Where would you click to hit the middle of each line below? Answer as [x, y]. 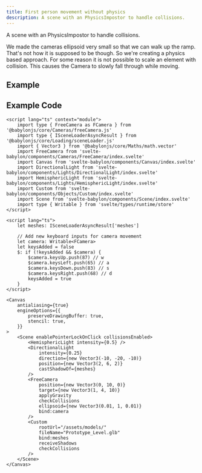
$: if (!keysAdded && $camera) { [59, 252]
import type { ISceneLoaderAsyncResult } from [77, 135]
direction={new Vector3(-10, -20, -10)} [90, 358]
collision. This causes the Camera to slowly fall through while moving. [93, 66]
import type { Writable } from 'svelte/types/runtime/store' [96, 204]
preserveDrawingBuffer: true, [66, 316]
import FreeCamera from [47, 151]
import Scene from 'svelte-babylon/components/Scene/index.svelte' [104, 199]
